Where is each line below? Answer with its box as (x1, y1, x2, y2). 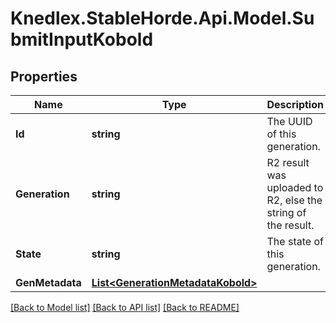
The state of (266, 235, 324, 248)
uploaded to (266, 181, 324, 194)
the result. (266, 218, 315, 232)
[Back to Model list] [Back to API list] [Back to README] (10, 302, 240, 313)
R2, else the (266, 193, 323, 207)
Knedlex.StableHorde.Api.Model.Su (10, 7, 315, 30)
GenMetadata (15, 276, 82, 289)
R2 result (266, 156, 310, 169)
